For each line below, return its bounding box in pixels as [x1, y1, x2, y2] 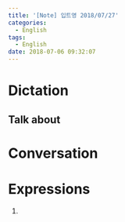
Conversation [8, 144, 98, 162]
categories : [8, 19, 47, 27]
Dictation [8, 82, 69, 100]
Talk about [8, 113, 61, 126]
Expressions [8, 180, 91, 198]
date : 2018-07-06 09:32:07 [8, 48, 96, 56]
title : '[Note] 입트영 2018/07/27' [8, 11, 120, 20]
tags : [8, 33, 26, 42]
